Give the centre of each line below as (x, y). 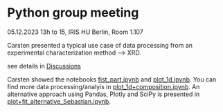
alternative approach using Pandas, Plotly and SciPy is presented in (104, 94)
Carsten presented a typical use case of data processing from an (100, 45)
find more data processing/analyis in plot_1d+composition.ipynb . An (104, 86)
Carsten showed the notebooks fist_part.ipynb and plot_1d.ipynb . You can (112, 79)
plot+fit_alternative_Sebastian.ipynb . (59, 101)
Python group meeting (73, 13)
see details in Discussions (44, 66)
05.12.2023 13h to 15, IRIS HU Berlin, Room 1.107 (75, 32)
